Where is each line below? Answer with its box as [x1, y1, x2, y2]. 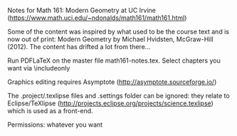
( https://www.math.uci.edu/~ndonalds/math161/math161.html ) [7, 14, 187, 22]
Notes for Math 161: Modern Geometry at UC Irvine [7, 6, 157, 14]
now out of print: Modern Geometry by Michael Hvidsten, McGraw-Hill [7, 35, 214, 43]
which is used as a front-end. [7, 107, 94, 115]
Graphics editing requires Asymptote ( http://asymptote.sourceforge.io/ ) [7, 78, 217, 86]
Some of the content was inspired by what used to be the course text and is [7, 28, 230, 36]
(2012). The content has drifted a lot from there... [7, 43, 151, 51]
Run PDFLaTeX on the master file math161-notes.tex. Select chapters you [7, 56, 221, 65]
